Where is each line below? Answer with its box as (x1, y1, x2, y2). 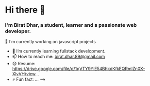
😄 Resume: (12, 61, 35, 67)
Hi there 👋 (5, 4, 45, 16)
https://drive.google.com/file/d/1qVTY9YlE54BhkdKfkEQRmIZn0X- (12, 66, 145, 72)
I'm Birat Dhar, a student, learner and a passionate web (5, 22, 137, 29)
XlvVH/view (12, 71, 35, 77)
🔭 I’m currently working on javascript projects (5, 39, 96, 45)
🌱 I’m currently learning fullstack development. (12, 48, 106, 54)
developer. (5, 28, 31, 34)
